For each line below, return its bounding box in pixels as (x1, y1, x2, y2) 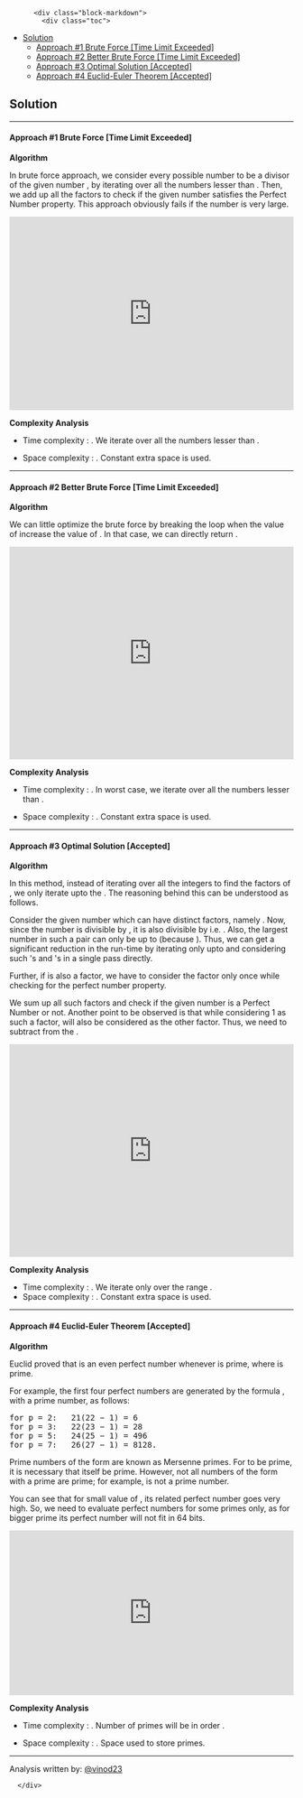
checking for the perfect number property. (9, 980, 167, 991)
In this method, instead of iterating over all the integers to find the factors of (9, 878, 291, 889)
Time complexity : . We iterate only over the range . (22, 1282, 213, 1293)
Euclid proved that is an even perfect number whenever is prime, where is (9, 1358, 284, 1369)
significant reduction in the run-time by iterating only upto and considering (9, 943, 287, 954)
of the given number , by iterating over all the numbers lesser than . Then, (9, 180, 283, 190)
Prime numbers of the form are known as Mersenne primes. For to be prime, (9, 1456, 293, 1467)
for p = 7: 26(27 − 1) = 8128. (9, 1440, 158, 1450)
